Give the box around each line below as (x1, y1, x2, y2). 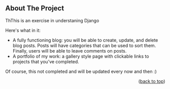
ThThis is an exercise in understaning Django (5, 17, 99, 23)
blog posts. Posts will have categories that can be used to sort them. (12, 42, 156, 49)
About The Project (5, 4, 64, 13)
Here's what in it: (5, 27, 41, 33)
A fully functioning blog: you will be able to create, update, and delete (12, 37, 158, 43)
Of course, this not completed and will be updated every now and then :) (5, 68, 157, 74)
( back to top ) (138, 78, 165, 84)
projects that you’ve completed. (12, 58, 80, 65)
